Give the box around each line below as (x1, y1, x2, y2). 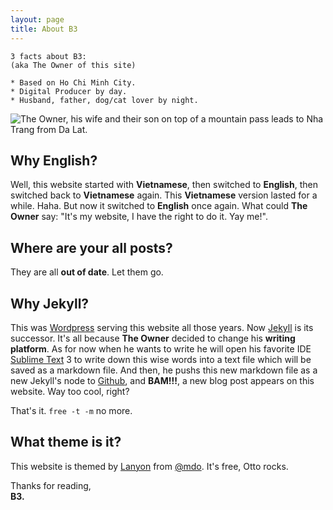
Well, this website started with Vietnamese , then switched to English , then (10, 179, 318, 191)
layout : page (10, 14, 65, 25)
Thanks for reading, (10, 479, 92, 491)
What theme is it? (10, 434, 122, 451)
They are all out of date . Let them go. (10, 266, 164, 278)
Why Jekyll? (10, 295, 90, 312)
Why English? (10, 152, 98, 169)
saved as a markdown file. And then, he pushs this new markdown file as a (10, 364, 318, 376)
